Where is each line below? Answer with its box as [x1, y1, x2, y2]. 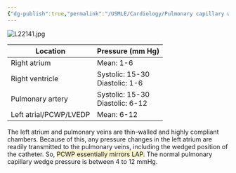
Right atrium [11, 57, 51, 67]
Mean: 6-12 [97, 109, 138, 119]
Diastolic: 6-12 [97, 98, 147, 108]
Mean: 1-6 [97, 57, 133, 67]
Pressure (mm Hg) [97, 46, 160, 56]
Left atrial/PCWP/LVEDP [11, 109, 91, 119]
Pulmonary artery [11, 94, 69, 104]
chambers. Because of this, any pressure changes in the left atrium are [7, 134, 213, 144]
